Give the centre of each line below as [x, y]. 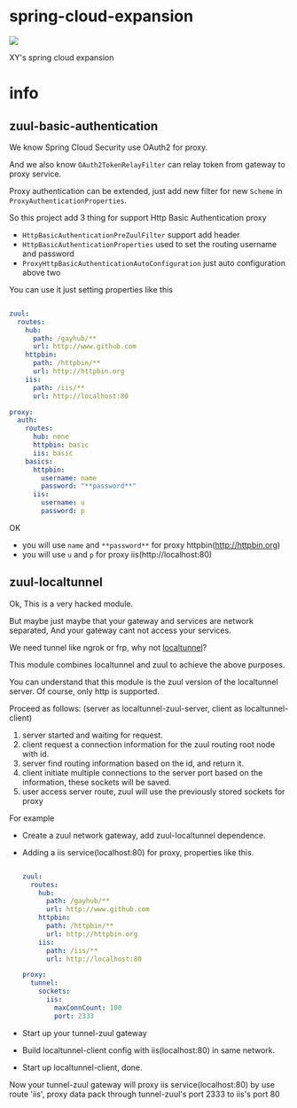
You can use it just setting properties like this [91, 289]
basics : [39, 461]
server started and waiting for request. [93, 735]
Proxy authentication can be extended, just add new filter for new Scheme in [146, 191]
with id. [35, 753]
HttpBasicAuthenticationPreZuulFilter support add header [131, 234]
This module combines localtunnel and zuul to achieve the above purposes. [147, 664]
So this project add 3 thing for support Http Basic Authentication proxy [138, 217]
